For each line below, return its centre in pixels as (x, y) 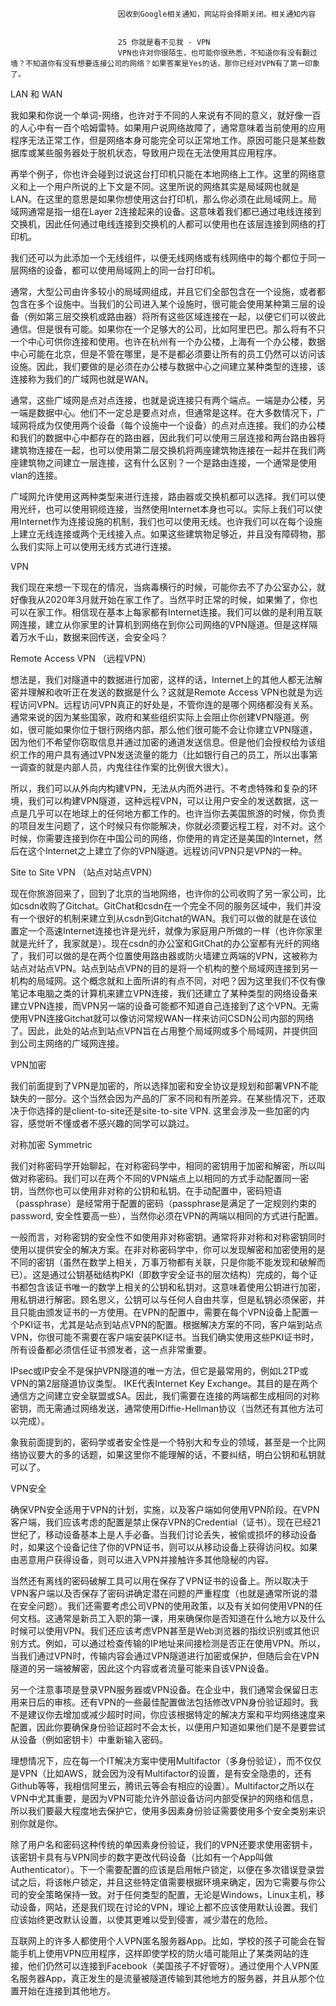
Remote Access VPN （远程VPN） (81, 658)
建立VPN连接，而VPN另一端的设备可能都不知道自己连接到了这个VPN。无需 (165, 1006)
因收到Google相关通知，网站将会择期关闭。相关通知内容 (217, 14)
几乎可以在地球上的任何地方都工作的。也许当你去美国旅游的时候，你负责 (176, 813)
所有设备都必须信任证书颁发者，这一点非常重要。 (111, 1349)
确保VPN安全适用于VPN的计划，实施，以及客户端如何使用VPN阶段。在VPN (165, 1509)
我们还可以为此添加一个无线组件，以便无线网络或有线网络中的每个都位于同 (163, 257)
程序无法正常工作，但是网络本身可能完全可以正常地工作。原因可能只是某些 (163, 140)
